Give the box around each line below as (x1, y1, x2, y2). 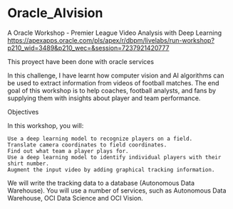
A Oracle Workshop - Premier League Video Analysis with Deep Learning (7, 28, 222, 37)
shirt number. (7, 160, 50, 167)
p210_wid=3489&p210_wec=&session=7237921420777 (7, 43, 170, 52)
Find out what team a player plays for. (7, 147, 130, 154)
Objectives (7, 107, 39, 116)
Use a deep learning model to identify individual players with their (7, 154, 222, 161)
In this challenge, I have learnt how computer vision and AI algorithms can (7, 71, 224, 80)
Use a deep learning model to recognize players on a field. (7, 135, 193, 142)
